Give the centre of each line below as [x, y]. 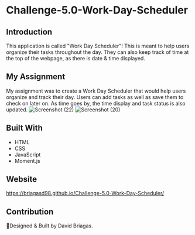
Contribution [30, 212]
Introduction [29, 32]
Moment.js [27, 161]
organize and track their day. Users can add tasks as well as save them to [95, 97]
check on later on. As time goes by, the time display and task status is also [96, 103]
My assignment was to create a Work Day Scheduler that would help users [96, 91]
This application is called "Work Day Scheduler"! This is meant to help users [98, 46]
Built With [24, 128]
